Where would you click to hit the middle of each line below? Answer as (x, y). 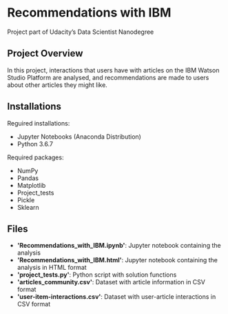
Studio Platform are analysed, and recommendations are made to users (108, 77)
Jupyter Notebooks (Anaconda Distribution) (79, 137)
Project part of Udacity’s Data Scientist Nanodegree (81, 32)
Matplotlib (31, 185)
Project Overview (45, 53)
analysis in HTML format (52, 268)
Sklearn (28, 207)
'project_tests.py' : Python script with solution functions (97, 275)
